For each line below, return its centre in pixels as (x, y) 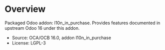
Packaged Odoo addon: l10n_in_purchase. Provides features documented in (82, 23)
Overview (25, 9)
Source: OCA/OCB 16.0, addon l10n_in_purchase (62, 38)
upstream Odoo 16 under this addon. (42, 28)
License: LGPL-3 (29, 43)
